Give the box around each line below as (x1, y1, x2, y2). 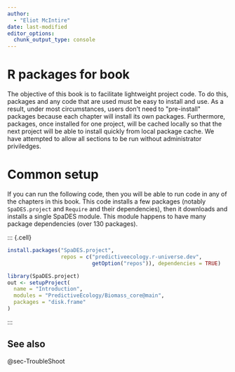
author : (7, 10, 30, 18)
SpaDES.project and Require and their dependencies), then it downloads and (7, 205, 228, 213)
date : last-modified (7, 23, 68, 30)
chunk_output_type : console (13, 36, 96, 44)
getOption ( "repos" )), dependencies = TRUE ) (92, 260, 221, 267)
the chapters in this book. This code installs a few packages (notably (7, 197, 206, 206)
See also (7, 338, 46, 350)
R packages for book (7, 67, 130, 83)
